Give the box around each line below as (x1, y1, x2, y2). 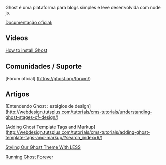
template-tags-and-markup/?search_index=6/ (5, 135, 101, 141)
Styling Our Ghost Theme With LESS (5, 144, 81, 150)
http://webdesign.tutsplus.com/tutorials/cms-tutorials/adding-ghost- (7, 129, 150, 135)
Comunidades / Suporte (5, 62, 82, 71)
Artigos (5, 90, 29, 99)
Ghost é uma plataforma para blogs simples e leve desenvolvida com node (5, 5, 161, 10)
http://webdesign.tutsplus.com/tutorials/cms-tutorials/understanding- (7, 108, 153, 115)
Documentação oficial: (5, 20, 52, 25)
